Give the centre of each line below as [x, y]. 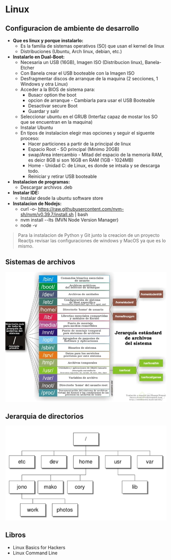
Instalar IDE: [26, 193]
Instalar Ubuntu [37, 127]
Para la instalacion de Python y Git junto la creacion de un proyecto [89, 235]
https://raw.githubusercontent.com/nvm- [81, 209]
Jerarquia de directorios [45, 416]
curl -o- [28, 209]
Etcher [27, 68]
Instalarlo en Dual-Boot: [39, 57]
